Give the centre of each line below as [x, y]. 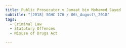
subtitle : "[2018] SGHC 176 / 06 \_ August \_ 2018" [57, 15]
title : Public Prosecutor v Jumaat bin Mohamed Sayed [63, 10]
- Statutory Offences [33, 29]
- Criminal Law [26, 24]
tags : [11, 19]
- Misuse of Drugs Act [34, 33]
